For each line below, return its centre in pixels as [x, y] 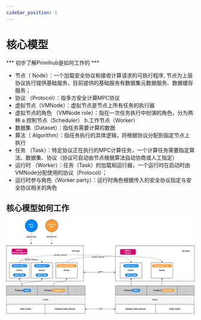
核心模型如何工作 [38, 208]
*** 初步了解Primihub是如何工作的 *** [53, 62]
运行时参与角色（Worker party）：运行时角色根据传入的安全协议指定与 [100, 180]
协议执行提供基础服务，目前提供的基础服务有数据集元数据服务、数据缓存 [104, 83]
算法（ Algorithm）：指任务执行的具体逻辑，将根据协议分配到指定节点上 [102, 135]
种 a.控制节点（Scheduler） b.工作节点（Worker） [77, 120]
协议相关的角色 [39, 187]
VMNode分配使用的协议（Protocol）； [61, 172]
